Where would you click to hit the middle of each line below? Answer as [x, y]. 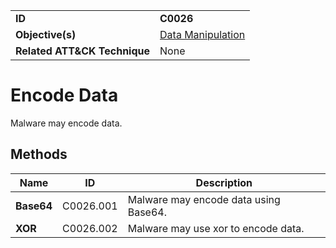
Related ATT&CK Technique [83, 51]
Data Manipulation [202, 34]
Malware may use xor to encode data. [216, 228]
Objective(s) [46, 34]
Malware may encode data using [204, 199]
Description [224, 182]
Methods [39, 154]
